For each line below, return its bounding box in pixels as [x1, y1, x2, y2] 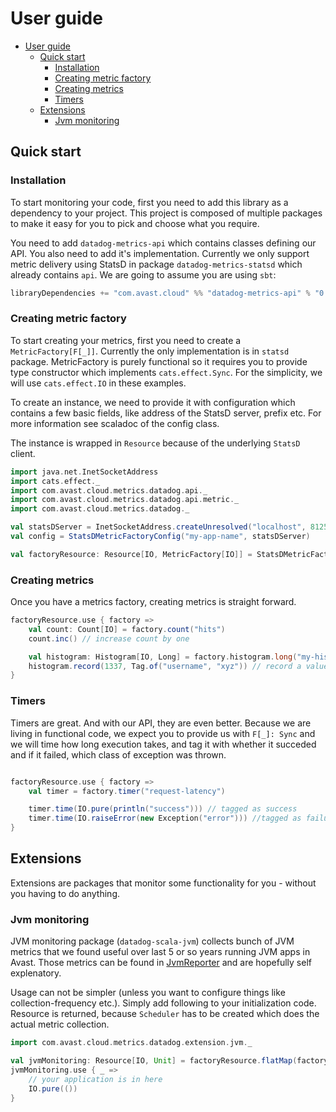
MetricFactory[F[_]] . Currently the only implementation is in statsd [10, 345, 290, 357]
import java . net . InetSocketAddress [10, 467, 159, 477]
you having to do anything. [10, 887, 121, 899]
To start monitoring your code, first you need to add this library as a [10, 196, 289, 208]
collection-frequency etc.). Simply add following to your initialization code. [10, 997, 317, 1009]
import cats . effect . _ [10, 476, 101, 486]
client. [10, 447, 36, 459]
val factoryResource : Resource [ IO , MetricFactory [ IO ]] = [10, 549, 253, 559]
